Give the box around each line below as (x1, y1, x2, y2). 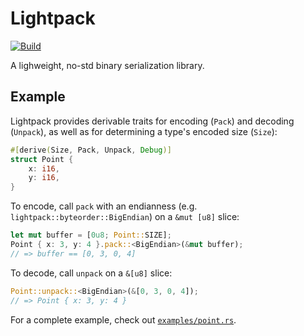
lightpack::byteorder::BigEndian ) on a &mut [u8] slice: (10, 211, 240, 223)
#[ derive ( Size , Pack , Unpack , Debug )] (10, 145, 172, 155)
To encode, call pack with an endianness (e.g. (10, 200, 198, 212)
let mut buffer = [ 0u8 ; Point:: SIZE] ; (10, 230, 172, 241)
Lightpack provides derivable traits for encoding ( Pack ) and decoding (10, 115, 295, 127)
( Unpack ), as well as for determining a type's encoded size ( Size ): (10, 125, 278, 137)
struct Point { (10, 154, 74, 164)
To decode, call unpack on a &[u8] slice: (10, 267, 173, 279)
